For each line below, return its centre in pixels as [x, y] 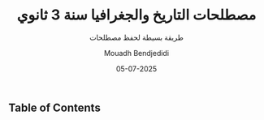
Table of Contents [55, 107]
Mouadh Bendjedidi [136, 53]
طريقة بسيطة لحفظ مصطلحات [136, 37]
